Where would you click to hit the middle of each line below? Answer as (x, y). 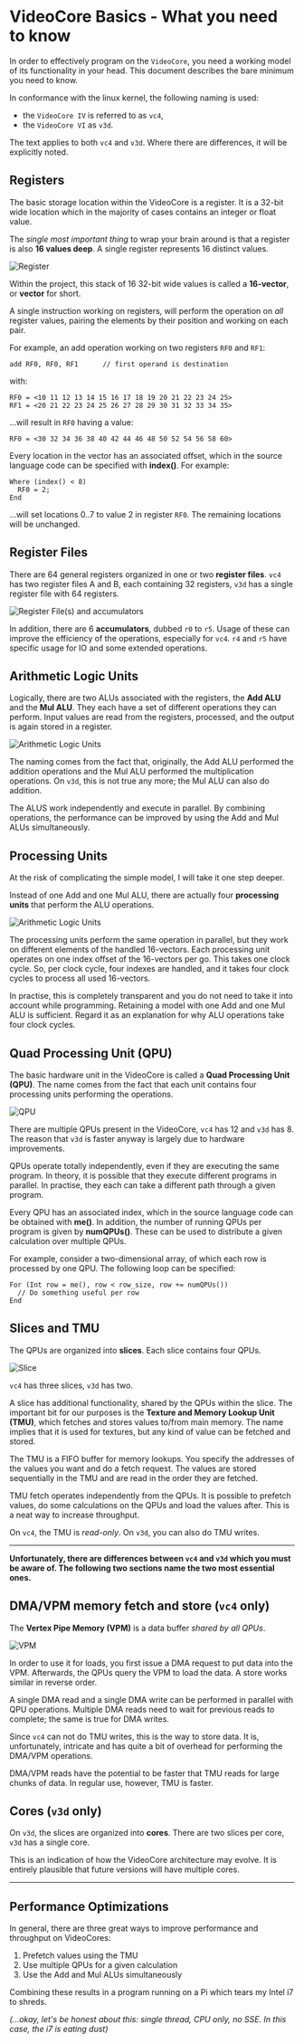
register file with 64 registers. (64, 594)
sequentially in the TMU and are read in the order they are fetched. (134, 1478)
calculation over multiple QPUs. (68, 1241)
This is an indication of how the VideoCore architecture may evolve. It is (143, 1860)
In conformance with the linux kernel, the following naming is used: (134, 98)
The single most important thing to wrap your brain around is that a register (150, 239)
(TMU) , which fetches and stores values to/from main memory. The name (147, 1421)
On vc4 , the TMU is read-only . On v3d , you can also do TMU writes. (134, 1532)
